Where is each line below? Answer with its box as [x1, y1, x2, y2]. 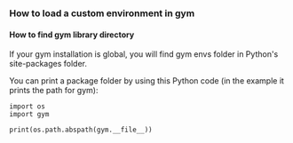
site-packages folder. [9, 59, 87, 69]
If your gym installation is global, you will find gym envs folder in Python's [9, 49, 279, 60]
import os [9, 102, 46, 111]
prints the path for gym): [9, 85, 99, 96]
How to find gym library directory [9, 29, 135, 40]
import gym [9, 110, 50, 119]
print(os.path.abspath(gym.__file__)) [9, 125, 153, 135]
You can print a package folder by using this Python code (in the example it [9, 75, 284, 86]
